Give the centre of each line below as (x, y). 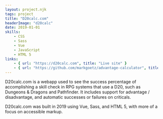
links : (12, 59)
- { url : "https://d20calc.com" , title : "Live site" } (70, 63)
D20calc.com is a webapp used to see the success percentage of (71, 82)
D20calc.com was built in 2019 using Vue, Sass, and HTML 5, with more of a (81, 106)
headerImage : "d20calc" (29, 23)
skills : (13, 32)
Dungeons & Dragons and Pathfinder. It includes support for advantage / (77, 92)
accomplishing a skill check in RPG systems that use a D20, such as (73, 87)
